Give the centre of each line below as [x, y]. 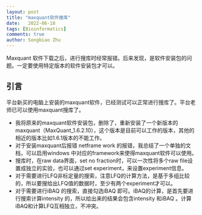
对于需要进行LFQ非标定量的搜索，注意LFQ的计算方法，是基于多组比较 [102, 176]
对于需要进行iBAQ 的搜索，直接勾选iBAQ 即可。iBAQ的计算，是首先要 [101, 191]
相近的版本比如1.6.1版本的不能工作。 [60, 137]
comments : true [25, 35]
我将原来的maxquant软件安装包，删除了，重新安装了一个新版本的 [96, 122]
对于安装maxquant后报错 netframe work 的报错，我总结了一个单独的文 [103, 145]
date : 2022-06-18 [31, 23]
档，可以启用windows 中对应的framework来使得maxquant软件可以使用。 [106, 153]
